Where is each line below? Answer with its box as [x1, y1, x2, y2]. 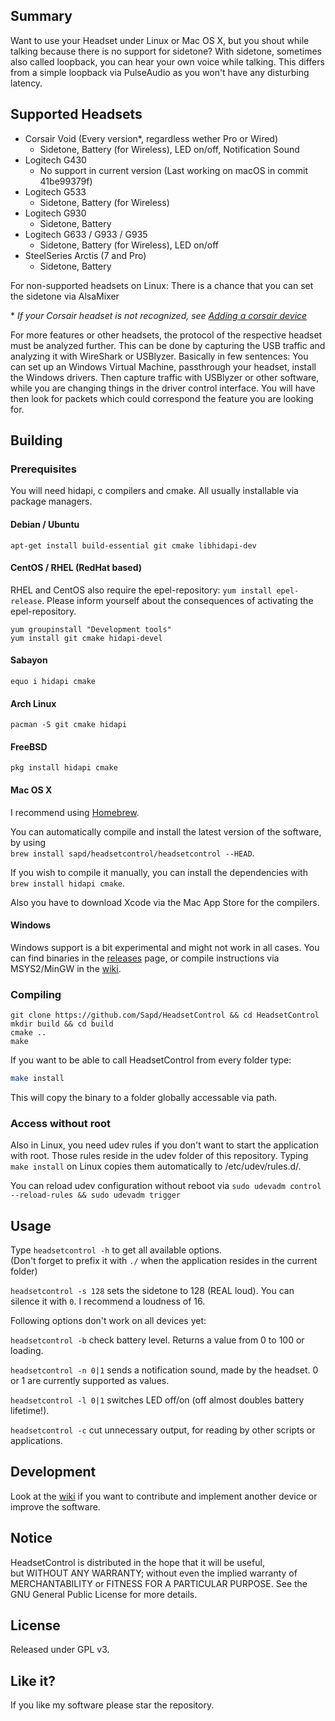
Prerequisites [10, 462, 77, 476]
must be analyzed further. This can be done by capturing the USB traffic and [10, 339, 326, 351]
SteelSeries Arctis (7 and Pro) [24, 249, 147, 261]
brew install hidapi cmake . [10, 877, 126, 889]
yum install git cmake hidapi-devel [10, 633, 163, 643]
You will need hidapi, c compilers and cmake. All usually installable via [10, 485, 299, 497]
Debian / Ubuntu [10, 518, 80, 530]
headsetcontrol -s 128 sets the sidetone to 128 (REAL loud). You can [10, 1285, 295, 1297]
